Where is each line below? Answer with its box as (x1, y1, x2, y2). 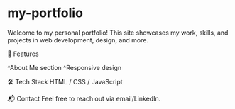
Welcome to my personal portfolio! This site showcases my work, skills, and (7, 28, 229, 37)
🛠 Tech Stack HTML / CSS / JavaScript (7, 77, 123, 86)
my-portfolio (7, 5, 84, 21)
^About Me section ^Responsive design (7, 63, 122, 71)
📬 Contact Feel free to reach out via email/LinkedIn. (7, 94, 161, 103)
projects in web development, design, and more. (7, 35, 149, 44)
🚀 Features (7, 50, 39, 58)
